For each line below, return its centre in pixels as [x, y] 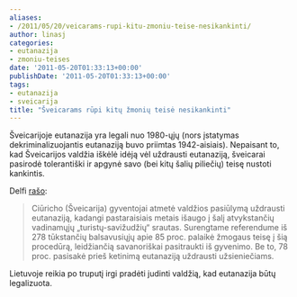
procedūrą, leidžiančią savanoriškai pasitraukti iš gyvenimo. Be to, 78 [159, 247]
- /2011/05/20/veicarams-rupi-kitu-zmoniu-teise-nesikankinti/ [130, 26]
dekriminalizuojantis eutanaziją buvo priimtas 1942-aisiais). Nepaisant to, [144, 145]
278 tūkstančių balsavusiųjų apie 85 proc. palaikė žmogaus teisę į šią [159, 237]
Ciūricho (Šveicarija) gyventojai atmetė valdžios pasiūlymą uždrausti [158, 209]
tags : [19, 85]
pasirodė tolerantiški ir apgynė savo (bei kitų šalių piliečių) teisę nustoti [140, 164]
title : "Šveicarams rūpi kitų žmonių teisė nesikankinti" [120, 110]
